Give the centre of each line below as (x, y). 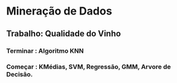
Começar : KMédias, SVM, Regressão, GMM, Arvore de (88, 67)
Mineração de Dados (59, 11)
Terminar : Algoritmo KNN (45, 51)
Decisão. (20, 75)
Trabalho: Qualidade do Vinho (64, 34)
